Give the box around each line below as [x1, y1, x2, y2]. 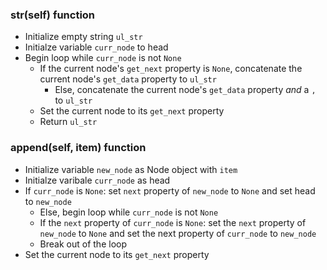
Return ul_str [39, 116, 98, 128]
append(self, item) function [10, 141, 147, 155]
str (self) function [10, 8, 96, 22]
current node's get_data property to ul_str [39, 73, 217, 85]
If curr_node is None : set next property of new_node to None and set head [24, 184, 316, 197]
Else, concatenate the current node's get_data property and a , [54, 84, 317, 96]
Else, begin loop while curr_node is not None [39, 206, 219, 218]
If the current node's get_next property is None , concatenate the [39, 63, 303, 75]
